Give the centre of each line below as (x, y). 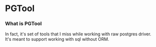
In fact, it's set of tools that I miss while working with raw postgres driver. (78, 34)
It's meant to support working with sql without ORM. (57, 39)
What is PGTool (24, 24)
